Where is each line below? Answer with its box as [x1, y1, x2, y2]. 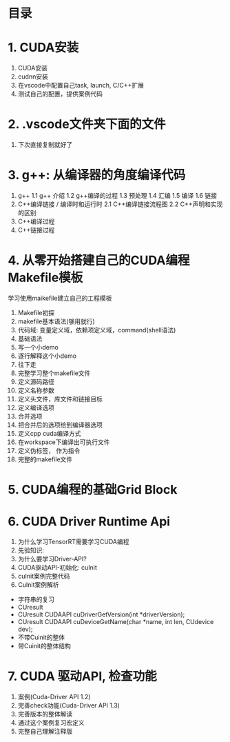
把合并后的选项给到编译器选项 [17, 421, 103, 429]
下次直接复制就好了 [17, 141, 73, 149]
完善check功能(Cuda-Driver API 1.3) [17, 701, 120, 710]
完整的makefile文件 [17, 455, 73, 463]
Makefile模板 [8, 270, 83, 285]
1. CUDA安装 [8, 40, 79, 55]
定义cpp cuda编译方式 [17, 429, 81, 437]
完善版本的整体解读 [17, 710, 73, 718]
